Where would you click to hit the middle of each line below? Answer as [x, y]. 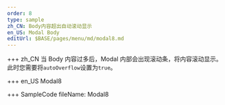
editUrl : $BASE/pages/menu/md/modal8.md [66, 39]
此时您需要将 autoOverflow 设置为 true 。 [62, 67]
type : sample [26, 20]
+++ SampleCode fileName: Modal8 [58, 94]
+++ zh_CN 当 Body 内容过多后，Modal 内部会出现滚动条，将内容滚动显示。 [115, 59]
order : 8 [20, 13]
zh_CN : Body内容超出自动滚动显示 [50, 26]
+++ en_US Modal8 [34, 81]
